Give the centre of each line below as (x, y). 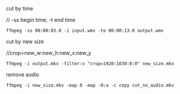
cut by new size (25, 41)
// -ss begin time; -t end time (41, 20)
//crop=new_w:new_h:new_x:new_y (49, 53)
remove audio (23, 75)
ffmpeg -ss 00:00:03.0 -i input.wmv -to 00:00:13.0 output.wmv (85, 31)
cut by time (20, 9)
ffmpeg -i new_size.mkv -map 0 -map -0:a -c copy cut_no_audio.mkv (90, 85)
